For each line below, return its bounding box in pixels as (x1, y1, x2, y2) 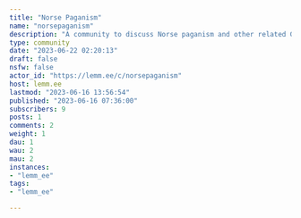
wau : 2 (9, 146, 34, 155)
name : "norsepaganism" (9, 21, 94, 30)
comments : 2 (9, 122, 54, 130)
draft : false (9, 54, 58, 63)
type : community (9, 38, 70, 47)
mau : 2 (9, 154, 34, 163)
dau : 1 (9, 138, 34, 147)
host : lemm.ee (9, 80, 63, 88)
